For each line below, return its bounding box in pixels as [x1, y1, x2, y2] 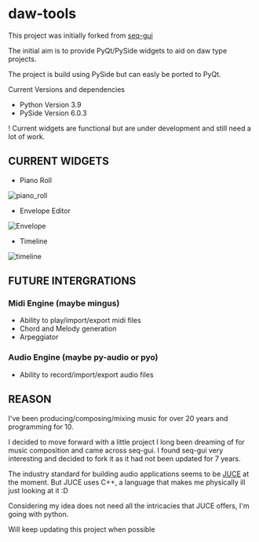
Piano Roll [19, 175, 53, 185]
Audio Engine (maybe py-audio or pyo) [8, 352, 159, 363]
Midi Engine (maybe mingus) [8, 298, 120, 309]
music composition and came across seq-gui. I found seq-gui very [8, 445, 224, 455]
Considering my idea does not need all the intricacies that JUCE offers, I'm [8, 500, 250, 511]
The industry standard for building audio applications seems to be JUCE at [8, 469, 250, 478]
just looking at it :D [8, 485, 69, 495]
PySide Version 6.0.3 [19, 108, 88, 118]
